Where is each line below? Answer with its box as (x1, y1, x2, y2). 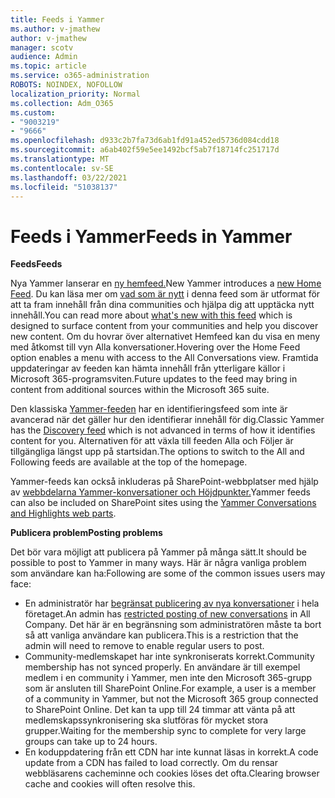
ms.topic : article (10, 61, 87, 71)
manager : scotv (10, 42, 74, 53)
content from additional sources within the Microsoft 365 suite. (10, 384, 270, 396)
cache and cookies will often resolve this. (24, 778, 196, 790)
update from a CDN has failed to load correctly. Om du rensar (24, 757, 278, 769)
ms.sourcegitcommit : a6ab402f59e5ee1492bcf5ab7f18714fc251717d (10, 145, 280, 155)
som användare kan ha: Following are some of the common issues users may (10, 567, 326, 580)
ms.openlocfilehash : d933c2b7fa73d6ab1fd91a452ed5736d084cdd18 (10, 136, 280, 146)
